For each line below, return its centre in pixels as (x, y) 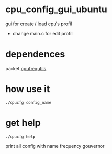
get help (23, 123)
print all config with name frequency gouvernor (55, 146)
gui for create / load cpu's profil (39, 24)
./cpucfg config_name (28, 103)
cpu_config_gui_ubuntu (56, 9)
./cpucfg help (20, 137)
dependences (35, 54)
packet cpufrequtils (26, 68)
